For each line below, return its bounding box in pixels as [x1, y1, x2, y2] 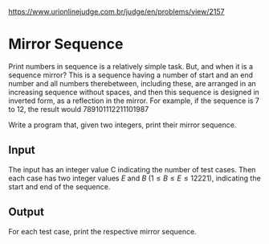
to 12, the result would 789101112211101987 [8, 104, 149, 114]
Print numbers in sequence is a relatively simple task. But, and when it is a [8, 61, 254, 71]
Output [8, 205, 44, 219]
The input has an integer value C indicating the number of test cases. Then [8, 164, 256, 174]
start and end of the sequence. [8, 181, 111, 192]
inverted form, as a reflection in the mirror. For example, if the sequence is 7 [8, 96, 259, 105]
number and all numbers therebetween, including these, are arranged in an [8, 78, 257, 88]
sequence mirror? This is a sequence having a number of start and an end [8, 70, 254, 80]
